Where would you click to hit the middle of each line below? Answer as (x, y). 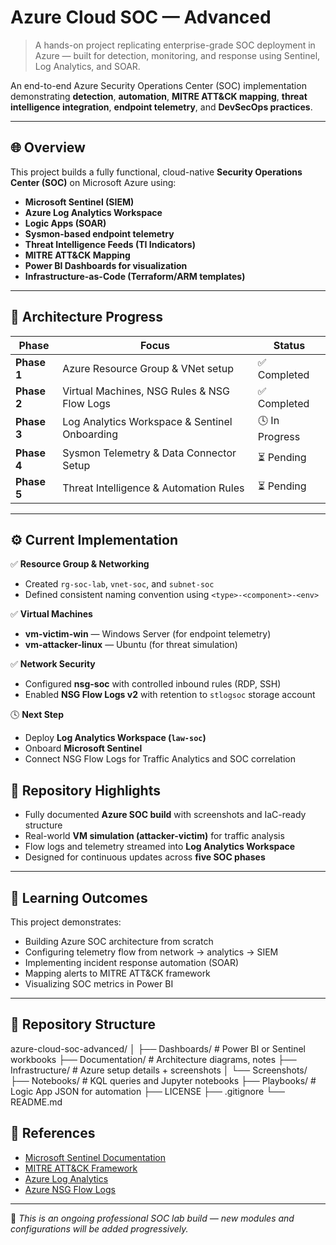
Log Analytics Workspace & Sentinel (147, 422)
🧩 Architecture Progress (87, 317)
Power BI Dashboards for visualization (106, 265)
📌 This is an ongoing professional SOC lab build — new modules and (152, 1218)
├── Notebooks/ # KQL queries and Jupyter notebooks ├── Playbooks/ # (163, 1080)
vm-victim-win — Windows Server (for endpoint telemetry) (148, 634)
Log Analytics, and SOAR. (87, 66)
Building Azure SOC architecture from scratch (119, 941)
